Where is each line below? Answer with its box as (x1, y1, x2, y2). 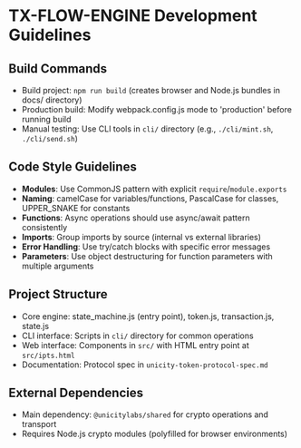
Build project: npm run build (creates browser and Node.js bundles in (21, 85, 281, 95)
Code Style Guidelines (8, 160, 137, 175)
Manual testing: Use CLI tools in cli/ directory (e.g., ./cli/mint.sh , (21, 123, 274, 134)
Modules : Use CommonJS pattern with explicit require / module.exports (21, 183, 287, 194)
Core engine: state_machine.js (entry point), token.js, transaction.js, (21, 310, 275, 322)
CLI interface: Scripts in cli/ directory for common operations (21, 330, 255, 341)
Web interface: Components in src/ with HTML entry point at (21, 339, 250, 350)
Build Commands (8, 61, 108, 76)
